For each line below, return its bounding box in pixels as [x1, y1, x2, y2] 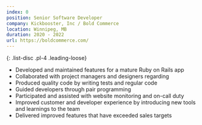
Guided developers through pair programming [15, 86, 132, 93]
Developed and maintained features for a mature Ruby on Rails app [15, 66, 185, 74]
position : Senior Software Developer [6, 15, 103, 21]
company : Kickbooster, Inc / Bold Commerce [6, 20, 119, 26]
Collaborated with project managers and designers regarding [15, 73, 170, 80]
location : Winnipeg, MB [6, 26, 67, 32]
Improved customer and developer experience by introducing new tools [15, 99, 196, 106]
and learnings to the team [15, 105, 80, 112]
